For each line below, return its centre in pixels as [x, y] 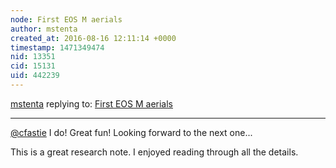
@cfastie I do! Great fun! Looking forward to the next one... [131, 132]
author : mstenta [44, 29]
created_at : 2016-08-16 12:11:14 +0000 [93, 38]
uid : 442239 [35, 76]
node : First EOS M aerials [66, 19]
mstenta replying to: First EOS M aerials [91, 103]
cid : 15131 [33, 66]
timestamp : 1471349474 [57, 47]
